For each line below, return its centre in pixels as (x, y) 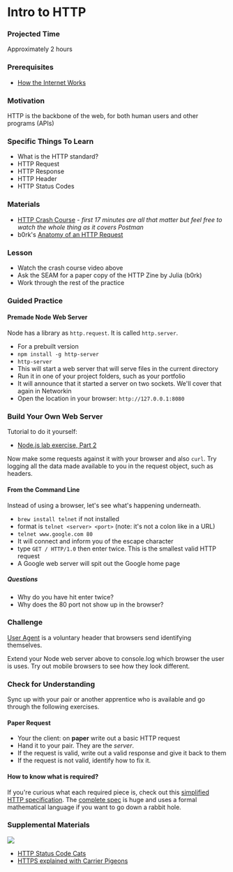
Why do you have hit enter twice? (65, 597)
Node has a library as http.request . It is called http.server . (93, 333)
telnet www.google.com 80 (55, 534)
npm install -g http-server (58, 355)
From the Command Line (44, 489)
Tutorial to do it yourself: (43, 432)
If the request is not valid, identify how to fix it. (84, 761)
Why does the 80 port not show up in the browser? (90, 604)
